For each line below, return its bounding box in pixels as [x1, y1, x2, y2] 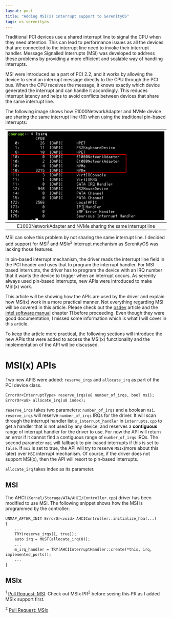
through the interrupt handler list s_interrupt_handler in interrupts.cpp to [5, 417, 162, 424]
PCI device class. [5, 382, 42, 388]
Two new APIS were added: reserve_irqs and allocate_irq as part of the [5, 376, 160, 383]
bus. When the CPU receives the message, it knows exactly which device [5, 82, 160, 88]
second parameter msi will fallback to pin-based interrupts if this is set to [5, 440, 159, 446]
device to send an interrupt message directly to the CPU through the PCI [5, 77, 158, 83]
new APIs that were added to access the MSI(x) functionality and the [5, 336, 150, 342]
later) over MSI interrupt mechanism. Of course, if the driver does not [5, 450, 150, 457]
